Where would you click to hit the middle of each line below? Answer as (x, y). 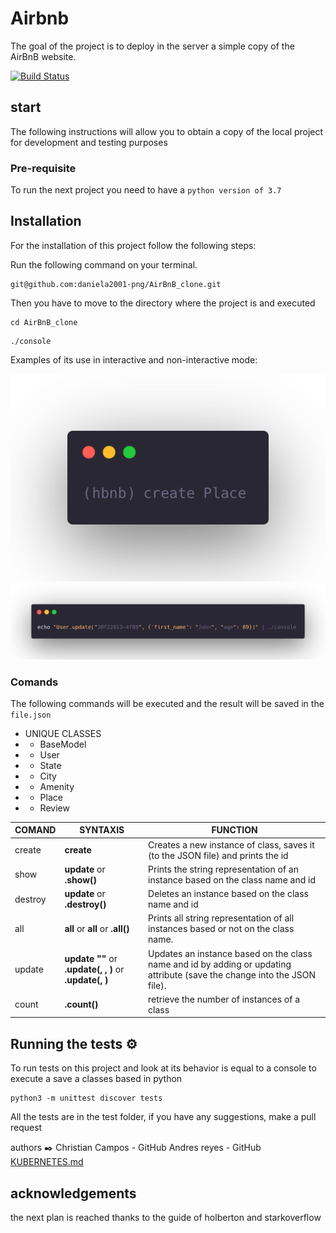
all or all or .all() (97, 929)
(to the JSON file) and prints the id (218, 855)
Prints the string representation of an (223, 869)
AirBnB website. (43, 56)
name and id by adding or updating (220, 964)
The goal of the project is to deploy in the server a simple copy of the (152, 46)
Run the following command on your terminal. (104, 264)
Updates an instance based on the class (230, 953)
